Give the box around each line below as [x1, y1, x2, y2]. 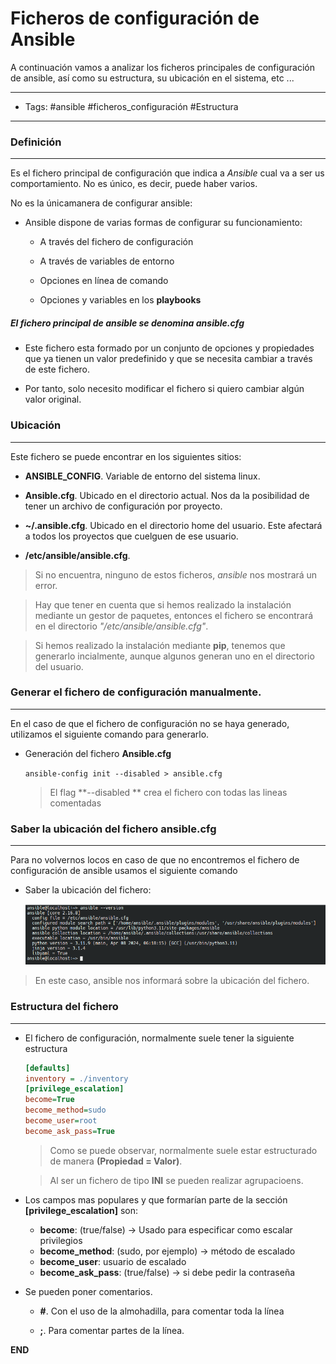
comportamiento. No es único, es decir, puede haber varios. [10, 178, 258, 190]
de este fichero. [24, 363, 91, 376]
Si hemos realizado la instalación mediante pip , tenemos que [34, 639, 286, 651]
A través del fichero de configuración [39, 236, 194, 248]
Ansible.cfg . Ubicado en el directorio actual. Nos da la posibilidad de [24, 489, 310, 501]
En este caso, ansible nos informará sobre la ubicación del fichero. [34, 975, 310, 987]
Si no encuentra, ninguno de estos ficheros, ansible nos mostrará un [34, 568, 318, 581]
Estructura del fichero [10, 1000, 119, 1014]
